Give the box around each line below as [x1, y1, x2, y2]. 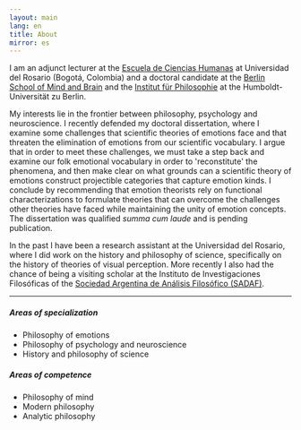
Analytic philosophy [21, 411, 96, 422]
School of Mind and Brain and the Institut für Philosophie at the [9, 82, 242, 92]
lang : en [9, 21, 42, 30]
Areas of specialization [9, 306, 99, 318]
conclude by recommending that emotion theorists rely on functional [9, 185, 262, 195]
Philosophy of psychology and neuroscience [21, 340, 187, 350]
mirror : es [9, 38, 50, 47]
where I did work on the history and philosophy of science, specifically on [9, 250, 282, 261]
